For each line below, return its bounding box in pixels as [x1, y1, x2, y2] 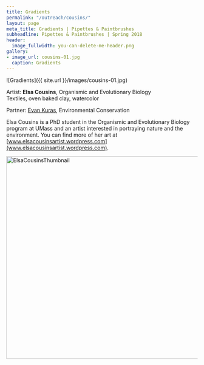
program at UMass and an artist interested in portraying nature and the [6, 125, 183, 132]
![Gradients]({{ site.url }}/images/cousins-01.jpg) [6, 77, 127, 84]
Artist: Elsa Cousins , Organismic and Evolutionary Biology [6, 88, 151, 95]
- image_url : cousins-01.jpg [6, 54, 80, 60]
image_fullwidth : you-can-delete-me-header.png [12, 43, 135, 49]
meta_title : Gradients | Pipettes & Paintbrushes [6, 26, 135, 32]
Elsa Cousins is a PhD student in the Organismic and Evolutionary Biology [6, 118, 190, 125]
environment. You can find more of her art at [6, 131, 118, 138]
